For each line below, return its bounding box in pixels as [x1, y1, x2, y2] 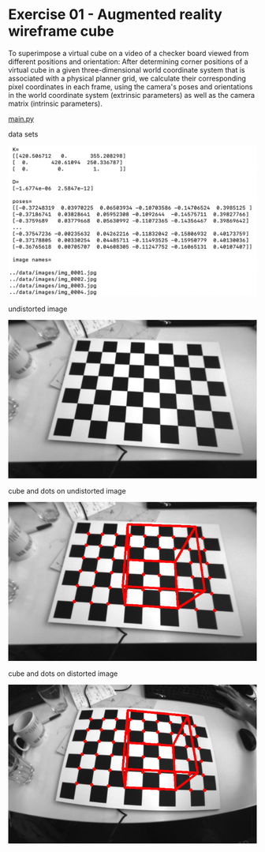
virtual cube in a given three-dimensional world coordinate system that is [8, 65, 245, 74]
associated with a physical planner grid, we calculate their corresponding [8, 73, 247, 83]
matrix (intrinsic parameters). [8, 99, 103, 108]
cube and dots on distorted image [8, 669, 118, 678]
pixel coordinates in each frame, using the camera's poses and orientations [8, 81, 253, 92]
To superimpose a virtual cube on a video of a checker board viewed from [8, 48, 249, 58]
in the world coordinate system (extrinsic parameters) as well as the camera [8, 90, 255, 99]
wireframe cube [8, 22, 114, 40]
